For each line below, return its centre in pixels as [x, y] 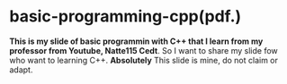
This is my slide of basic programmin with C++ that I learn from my [136, 41]
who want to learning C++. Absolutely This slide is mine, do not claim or [144, 60]
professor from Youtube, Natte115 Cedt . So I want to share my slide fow [144, 50]
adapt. [21, 70]
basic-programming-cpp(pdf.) [126, 17]
